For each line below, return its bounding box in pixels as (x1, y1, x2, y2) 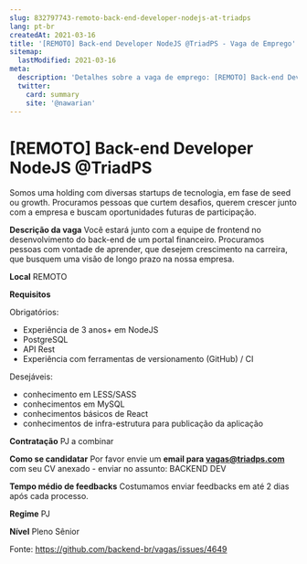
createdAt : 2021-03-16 (9, 30, 96, 39)
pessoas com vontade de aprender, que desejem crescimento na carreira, (9, 244, 288, 255)
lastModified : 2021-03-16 (17, 56, 117, 65)
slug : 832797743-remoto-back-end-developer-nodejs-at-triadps (9, 13, 251, 23)
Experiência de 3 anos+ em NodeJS (22, 325, 159, 335)
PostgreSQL (22, 335, 69, 346)
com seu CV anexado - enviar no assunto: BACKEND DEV (9, 463, 227, 474)
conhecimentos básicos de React (22, 409, 149, 420)
